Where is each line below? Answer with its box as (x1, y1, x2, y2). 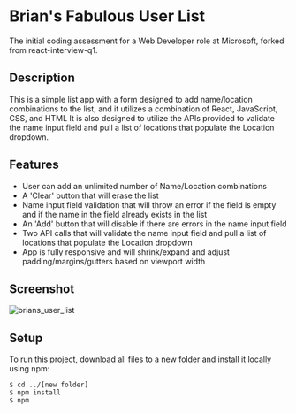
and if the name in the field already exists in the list (21, 209, 208, 219)
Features (9, 157, 59, 172)
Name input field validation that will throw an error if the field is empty (21, 199, 277, 210)
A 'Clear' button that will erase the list (21, 190, 159, 201)
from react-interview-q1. (9, 44, 98, 55)
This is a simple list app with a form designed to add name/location (9, 94, 254, 104)
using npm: (9, 363, 50, 374)
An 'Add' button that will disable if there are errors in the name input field (21, 218, 287, 229)
